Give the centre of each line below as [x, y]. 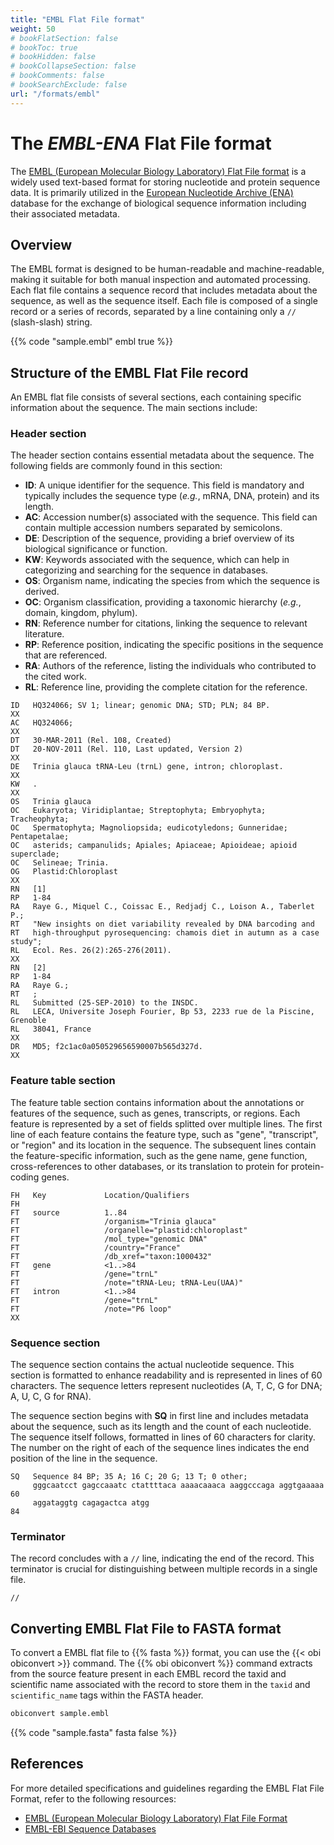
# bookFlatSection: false [64, 38]
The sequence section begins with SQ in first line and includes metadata [159, 1416]
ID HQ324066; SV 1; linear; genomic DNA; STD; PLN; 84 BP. [140, 706]
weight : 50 [33, 29]
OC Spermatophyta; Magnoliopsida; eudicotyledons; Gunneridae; [149, 828]
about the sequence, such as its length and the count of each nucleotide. [161, 1427]
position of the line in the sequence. [84, 1458]
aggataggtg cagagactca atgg [91, 1503]
